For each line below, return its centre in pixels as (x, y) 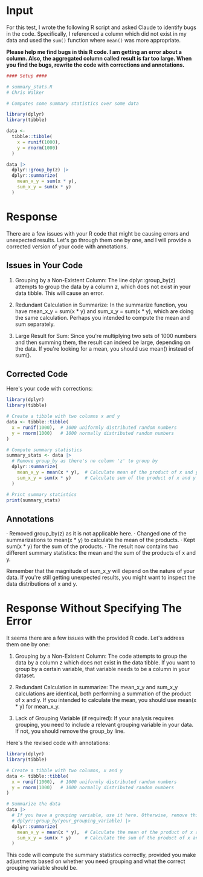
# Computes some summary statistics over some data (72, 104)
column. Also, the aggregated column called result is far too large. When (99, 58)
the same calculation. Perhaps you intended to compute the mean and (102, 317)
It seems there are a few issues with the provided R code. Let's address (95, 638)
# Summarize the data (34, 804)
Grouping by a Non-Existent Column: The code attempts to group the (101, 656)
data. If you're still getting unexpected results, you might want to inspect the (101, 577)
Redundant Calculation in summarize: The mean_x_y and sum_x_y (96, 687)
